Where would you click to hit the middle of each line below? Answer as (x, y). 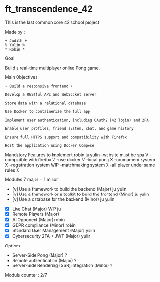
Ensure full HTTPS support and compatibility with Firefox (66, 137)
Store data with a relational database (45, 103)
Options (13, 246)
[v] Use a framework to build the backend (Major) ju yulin (69, 189)
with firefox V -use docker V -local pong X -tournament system (92, 159)
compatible (16, 159)
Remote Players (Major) (36, 214)
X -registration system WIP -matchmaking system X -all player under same (80, 165)
